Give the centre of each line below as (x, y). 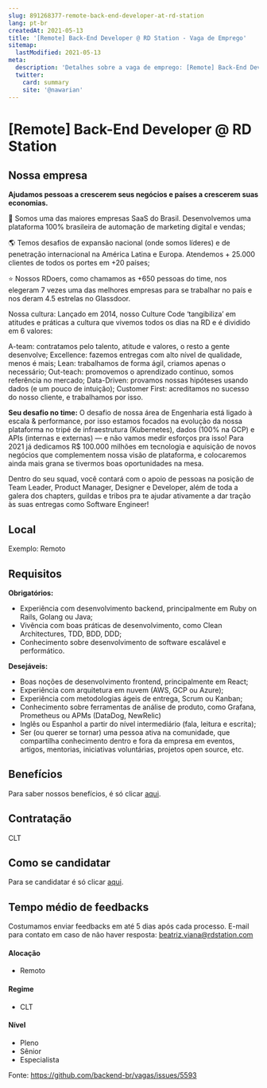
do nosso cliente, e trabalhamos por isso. (76, 397)
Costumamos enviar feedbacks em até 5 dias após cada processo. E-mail (129, 926)
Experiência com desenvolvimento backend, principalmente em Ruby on (138, 608)
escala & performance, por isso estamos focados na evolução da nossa (125, 421)
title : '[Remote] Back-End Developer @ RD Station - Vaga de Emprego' (128, 38)
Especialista (39, 1059)
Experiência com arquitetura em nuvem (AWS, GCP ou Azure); (122, 690)
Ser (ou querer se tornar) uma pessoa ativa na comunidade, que (125, 733)
